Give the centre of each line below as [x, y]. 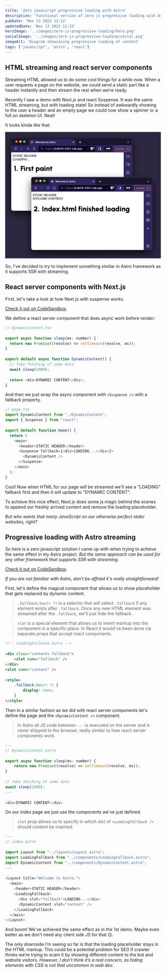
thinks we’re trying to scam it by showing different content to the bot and [79, 955]
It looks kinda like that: [28, 125]
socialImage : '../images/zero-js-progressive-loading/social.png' [75, 37]
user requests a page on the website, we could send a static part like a [77, 85]
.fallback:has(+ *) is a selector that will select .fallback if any [82, 603]
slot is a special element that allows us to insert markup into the [83, 623]
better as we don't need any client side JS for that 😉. [59, 935]
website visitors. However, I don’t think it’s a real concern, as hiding [74, 960]
